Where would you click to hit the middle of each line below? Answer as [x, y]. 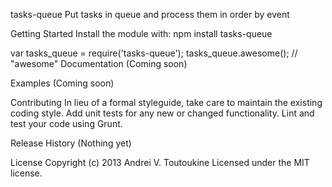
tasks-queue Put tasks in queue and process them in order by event [150, 14]
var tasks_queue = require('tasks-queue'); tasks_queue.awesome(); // [154, 53]
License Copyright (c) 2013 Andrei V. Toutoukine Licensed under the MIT [160, 162]
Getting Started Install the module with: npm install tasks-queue [141, 33]
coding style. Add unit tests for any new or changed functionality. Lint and [162, 113]
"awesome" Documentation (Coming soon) [99, 63]
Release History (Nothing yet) [71, 143]
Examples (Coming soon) [62, 83]
